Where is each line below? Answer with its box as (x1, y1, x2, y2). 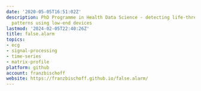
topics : (6, 37, 26, 43)
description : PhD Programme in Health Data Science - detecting (6, 14, 170, 20)
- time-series (6, 53, 42, 59)
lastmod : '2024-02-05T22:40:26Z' (6, 25, 90, 32)
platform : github (6, 64, 50, 71)
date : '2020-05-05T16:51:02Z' (6, 8, 82, 15)
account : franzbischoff (6, 70, 66, 76)
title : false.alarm (6, 31, 55, 37)
